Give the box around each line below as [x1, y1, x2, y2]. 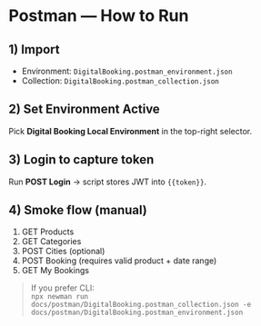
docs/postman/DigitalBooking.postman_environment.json [30, 308, 244, 318]
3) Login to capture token [8, 152, 155, 168]
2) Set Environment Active [8, 102, 160, 117]
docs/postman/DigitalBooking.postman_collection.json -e [30, 301, 252, 310]
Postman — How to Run [8, 5, 189, 26]
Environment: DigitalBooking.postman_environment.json [21, 65, 233, 76]
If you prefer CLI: [30, 282, 95, 293]
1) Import [8, 42, 60, 57]
